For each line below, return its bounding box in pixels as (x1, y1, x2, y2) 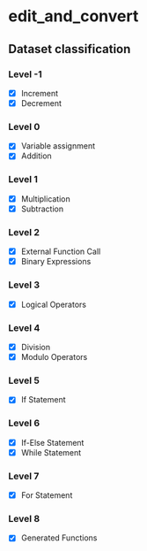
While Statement (20, 447, 82, 457)
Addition (20, 150, 52, 161)
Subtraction (20, 203, 63, 214)
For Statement (20, 490, 73, 501)
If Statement (20, 394, 67, 405)
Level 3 (8, 279, 40, 291)
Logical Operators (20, 299, 87, 310)
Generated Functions (20, 532, 98, 543)
